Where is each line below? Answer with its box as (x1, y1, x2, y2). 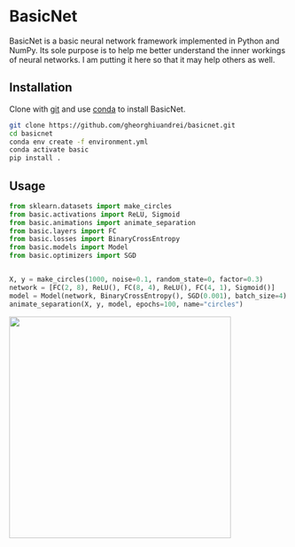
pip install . (9, 153, 62, 163)
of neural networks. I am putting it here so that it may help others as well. (9, 54, 276, 65)
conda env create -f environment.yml (9, 137, 149, 146)
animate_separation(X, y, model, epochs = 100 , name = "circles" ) (9, 300, 244, 309)
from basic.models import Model (9, 243, 128, 252)
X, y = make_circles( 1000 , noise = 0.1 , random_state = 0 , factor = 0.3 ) (9, 275, 264, 285)
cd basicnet (9, 129, 53, 138)
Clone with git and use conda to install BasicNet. (9, 104, 186, 114)
